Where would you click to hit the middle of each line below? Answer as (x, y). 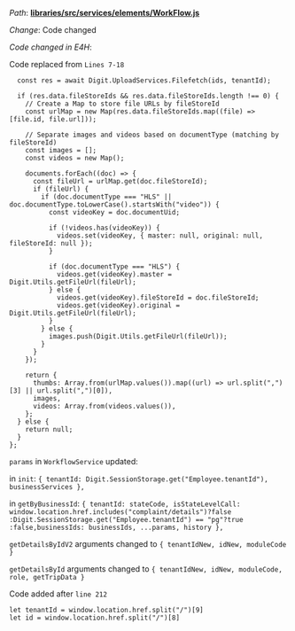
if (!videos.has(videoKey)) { (105, 228)
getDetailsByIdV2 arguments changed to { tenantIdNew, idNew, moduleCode (148, 544)
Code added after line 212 (58, 594)
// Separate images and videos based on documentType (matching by (152, 135)
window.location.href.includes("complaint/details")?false (120, 512)
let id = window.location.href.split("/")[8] (94, 618)
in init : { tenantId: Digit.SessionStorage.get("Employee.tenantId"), (139, 479)
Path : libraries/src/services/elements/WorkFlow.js (105, 13)
